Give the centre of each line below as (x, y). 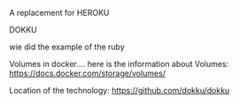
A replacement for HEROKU (59, 13)
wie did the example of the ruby (67, 47)
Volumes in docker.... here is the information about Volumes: (119, 64)
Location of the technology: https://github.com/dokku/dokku (119, 90)
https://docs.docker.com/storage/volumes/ (88, 73)
